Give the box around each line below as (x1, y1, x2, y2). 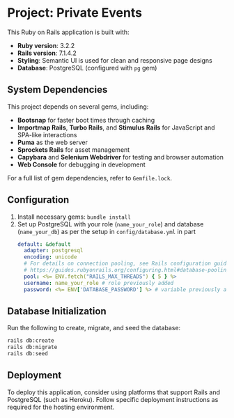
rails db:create (7, 337, 54, 344)
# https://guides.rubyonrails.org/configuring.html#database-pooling (24, 267, 230, 274)
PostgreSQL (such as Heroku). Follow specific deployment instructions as (7, 395, 219, 403)
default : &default (17, 240, 71, 248)
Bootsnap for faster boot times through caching (17, 116, 155, 124)
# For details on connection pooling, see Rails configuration (24, 260, 211, 268)
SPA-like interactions (17, 130, 77, 139)
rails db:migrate (7, 343, 58, 351)
